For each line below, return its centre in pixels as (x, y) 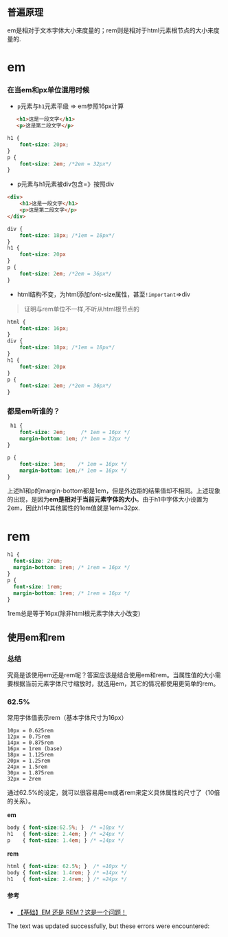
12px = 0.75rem (29, 737)
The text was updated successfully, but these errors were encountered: (109, 926)
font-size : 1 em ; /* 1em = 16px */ (73, 464)
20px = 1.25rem (29, 761)
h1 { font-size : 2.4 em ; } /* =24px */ (66, 834)
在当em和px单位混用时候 (48, 90)
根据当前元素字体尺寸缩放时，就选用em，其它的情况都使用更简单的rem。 (116, 683)
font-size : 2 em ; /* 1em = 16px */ (75, 433)
